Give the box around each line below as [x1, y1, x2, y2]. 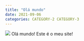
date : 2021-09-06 [5, 12, 41, 17]
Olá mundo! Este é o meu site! [11, 31, 73, 37]
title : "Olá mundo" [5, 7, 46, 12]
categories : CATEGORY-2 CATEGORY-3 [5, 16, 79, 21]
